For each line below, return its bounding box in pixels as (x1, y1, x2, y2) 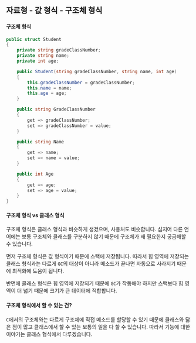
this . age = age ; (27, 90, 67, 97)
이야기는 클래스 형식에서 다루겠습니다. (6, 330, 93, 338)
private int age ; (16, 58, 59, 64)
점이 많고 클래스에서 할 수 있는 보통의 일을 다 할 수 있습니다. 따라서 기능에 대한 (12, 323, 191, 330)
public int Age (16, 171, 54, 177)
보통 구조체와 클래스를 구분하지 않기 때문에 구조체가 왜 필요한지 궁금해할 (21, 233, 187, 240)
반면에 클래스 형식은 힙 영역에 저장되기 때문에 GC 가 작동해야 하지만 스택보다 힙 (6, 280, 184, 287)
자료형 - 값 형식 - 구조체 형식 (6, 5, 103, 16)
